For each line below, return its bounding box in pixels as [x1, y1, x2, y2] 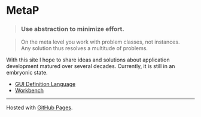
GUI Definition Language [14, 81, 76, 88]
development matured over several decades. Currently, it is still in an [6, 63, 175, 70]
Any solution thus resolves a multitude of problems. [20, 45, 148, 52]
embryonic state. [6, 69, 48, 76]
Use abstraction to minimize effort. [20, 25, 124, 33]
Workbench [14, 87, 44, 94]
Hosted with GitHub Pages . [6, 104, 73, 111]
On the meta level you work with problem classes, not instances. [20, 38, 180, 45]
